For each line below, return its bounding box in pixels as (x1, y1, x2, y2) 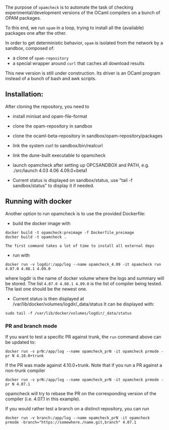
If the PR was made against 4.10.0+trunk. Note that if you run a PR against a (5, 362, 162, 368)
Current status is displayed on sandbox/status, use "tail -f (12, 177, 133, 183)
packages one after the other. (5, 30, 67, 36)
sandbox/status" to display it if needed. (12, 182, 94, 189)
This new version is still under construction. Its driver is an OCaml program (5, 70, 160, 76)
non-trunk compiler (5, 367, 45, 374)
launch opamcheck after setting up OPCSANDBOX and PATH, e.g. (12, 162, 150, 168)
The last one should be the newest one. (5, 286, 87, 292)
